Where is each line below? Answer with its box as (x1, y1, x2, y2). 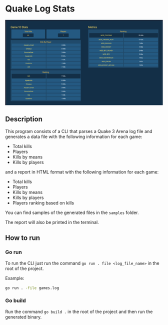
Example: (5, 275, 24, 281)
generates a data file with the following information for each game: (5, 133, 142, 139)
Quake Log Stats (5, 3, 75, 14)
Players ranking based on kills (12, 199, 74, 205)
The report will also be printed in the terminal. (5, 219, 99, 225)
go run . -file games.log (5, 285, 59, 290)
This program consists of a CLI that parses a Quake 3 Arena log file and (5, 128, 152, 134)
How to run (5, 233, 40, 242)
